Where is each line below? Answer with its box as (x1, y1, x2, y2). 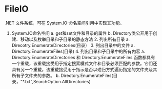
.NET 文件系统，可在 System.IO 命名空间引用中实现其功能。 (4, 20, 124, 26)
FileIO (4, 3, 29, 15)
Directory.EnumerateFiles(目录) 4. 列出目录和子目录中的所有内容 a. (11, 48, 145, 54)
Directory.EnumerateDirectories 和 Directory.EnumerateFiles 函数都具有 (11, 54, 155, 60)
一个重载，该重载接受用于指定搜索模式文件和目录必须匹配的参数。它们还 (11, 60, 157, 66)
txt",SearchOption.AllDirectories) (25, 78, 91, 84)
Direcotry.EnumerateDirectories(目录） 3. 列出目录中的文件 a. (11, 42, 135, 48)
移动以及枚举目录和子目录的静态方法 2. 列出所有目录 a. (20, 36, 130, 42)
